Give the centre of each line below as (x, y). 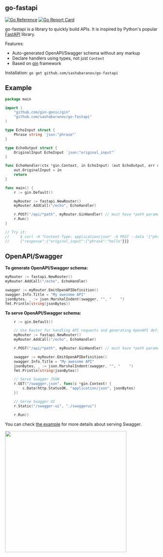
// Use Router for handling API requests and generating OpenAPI (81, 331)
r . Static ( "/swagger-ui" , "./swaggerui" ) (55, 406)
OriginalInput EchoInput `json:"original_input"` (65, 152)
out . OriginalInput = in (38, 170)
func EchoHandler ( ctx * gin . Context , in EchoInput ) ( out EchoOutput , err (80, 166)
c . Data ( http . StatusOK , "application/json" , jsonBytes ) (79, 388)
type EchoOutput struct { (31, 148)
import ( (14, 108)
